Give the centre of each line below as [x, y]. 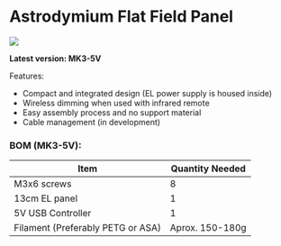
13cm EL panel [46, 198]
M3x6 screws [43, 184]
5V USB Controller [53, 214]
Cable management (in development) [91, 122]
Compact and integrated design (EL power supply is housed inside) [147, 93]
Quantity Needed [208, 169]
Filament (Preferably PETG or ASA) [88, 228]
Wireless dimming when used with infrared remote [116, 103]
